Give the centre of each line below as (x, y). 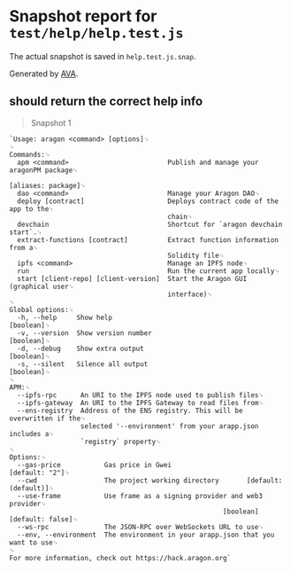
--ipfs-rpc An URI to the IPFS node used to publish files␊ (141, 395)
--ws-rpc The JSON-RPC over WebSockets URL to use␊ (141, 527)
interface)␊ (190, 294)
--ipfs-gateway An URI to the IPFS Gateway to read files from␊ (141, 403)
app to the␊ (32, 209)
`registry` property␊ (121, 442)
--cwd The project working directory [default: (150, 481)
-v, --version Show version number (84, 333)
